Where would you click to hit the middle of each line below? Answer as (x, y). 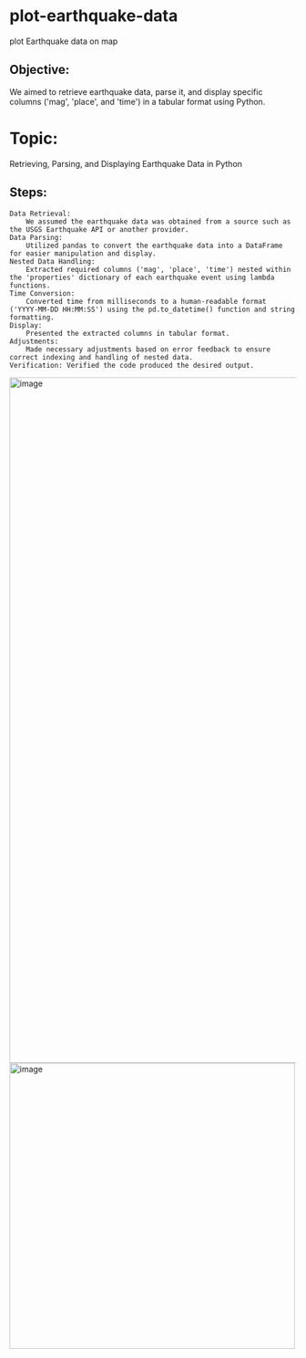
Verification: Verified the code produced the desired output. (132, 365)
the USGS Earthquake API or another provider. (99, 229)
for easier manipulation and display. (83, 253)
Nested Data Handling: (52, 261)
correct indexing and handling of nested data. (102, 357)
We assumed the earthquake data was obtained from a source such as (158, 221)
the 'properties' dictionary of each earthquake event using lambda (142, 277)
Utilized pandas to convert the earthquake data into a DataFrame (154, 245)
